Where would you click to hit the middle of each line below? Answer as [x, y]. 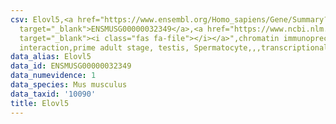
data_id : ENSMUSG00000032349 [71, 66]
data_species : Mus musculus [69, 85]
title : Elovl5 [40, 103]
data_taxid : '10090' [53, 94]
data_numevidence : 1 [53, 76]
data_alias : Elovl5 [51, 57]
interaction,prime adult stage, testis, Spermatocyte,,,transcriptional [174, 47]
